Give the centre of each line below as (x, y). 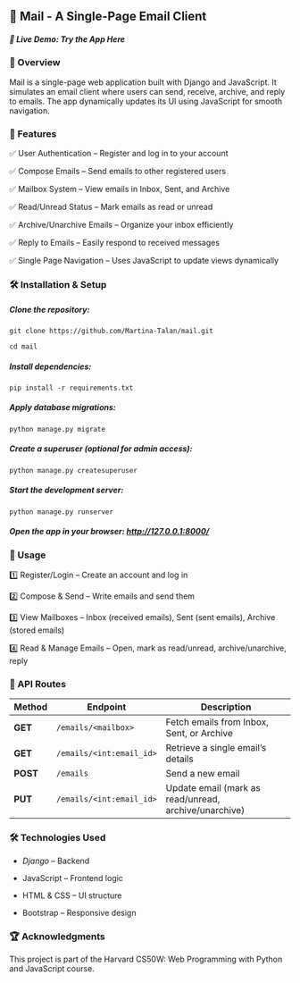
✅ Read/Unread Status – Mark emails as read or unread (111, 207)
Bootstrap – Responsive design (79, 912)
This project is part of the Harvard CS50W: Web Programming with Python (146, 959)
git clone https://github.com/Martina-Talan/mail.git (112, 331)
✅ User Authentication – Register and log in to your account (119, 154)
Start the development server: (67, 490)
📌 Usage (28, 555)
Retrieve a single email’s (216, 748)
